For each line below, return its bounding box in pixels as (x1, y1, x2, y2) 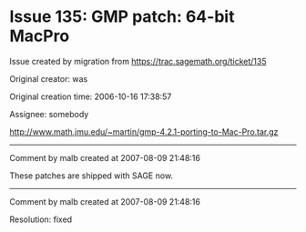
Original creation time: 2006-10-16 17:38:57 (9, 91, 172, 102)
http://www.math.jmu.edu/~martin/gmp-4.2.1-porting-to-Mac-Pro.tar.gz (9, 126, 279, 137)
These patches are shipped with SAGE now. (9, 170, 174, 181)
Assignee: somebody (9, 108, 89, 119)
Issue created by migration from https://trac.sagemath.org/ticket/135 (9, 55, 267, 66)
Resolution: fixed (9, 214, 73, 225)
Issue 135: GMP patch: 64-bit (9, 6, 235, 27)
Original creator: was (9, 73, 88, 84)
